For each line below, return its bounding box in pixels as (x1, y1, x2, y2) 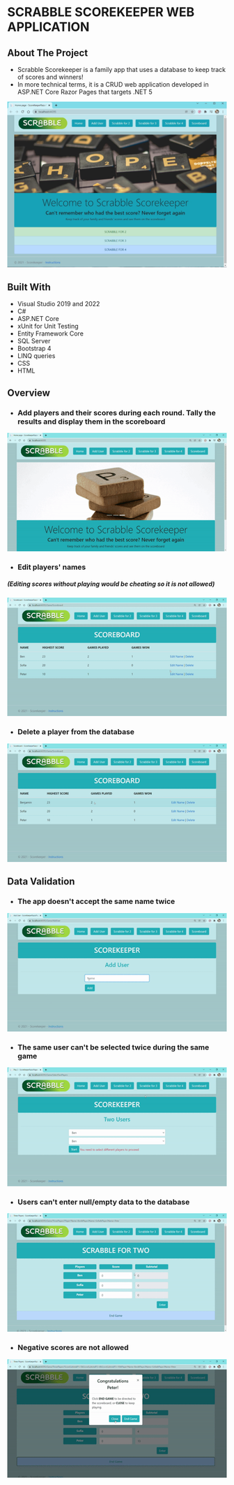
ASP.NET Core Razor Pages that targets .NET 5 (17, 88, 153, 96)
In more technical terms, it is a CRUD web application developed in (17, 80, 209, 88)
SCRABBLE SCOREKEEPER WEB (7, 4, 195, 20)
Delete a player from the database (17, 727, 134, 737)
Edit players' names (17, 562, 86, 572)
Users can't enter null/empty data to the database (17, 1197, 190, 1207)
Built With (7, 281, 51, 293)
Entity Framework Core (17, 329, 84, 338)
